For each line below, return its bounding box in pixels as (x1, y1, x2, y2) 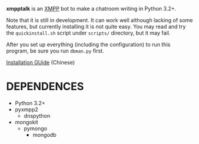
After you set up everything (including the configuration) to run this (6, 41, 171, 48)
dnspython (23, 112, 51, 119)
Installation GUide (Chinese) (6, 59, 76, 66)
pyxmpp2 (14, 106, 39, 113)
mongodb (32, 131, 57, 138)
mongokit (14, 118, 39, 125)
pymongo (23, 125, 48, 132)
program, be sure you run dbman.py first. (6, 47, 104, 54)
